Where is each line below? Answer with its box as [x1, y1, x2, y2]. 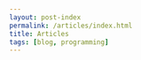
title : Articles [9, 29, 69, 38]
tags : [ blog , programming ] [9, 37, 109, 47]
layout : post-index [9, 12, 82, 22]
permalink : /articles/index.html [9, 21, 133, 30]
